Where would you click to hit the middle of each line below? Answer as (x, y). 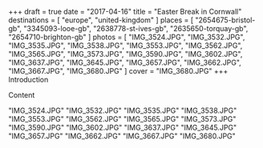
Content (22, 95)
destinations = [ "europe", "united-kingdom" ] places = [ (101, 20)
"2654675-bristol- (225, 20)
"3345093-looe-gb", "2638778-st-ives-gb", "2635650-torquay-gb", (136, 28)
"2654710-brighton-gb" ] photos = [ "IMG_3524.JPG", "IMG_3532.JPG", (127, 37)
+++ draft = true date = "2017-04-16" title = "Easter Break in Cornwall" (125, 12)
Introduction (28, 80)
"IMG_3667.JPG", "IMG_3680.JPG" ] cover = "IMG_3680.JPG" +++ (118, 71)
